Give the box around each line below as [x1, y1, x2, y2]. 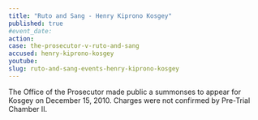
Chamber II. [8, 104, 48, 114]
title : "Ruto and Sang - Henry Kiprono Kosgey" [8, 11, 173, 20]
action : [8, 34, 35, 43]
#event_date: [8, 27, 53, 35]
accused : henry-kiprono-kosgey [8, 49, 114, 58]
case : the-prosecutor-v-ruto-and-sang [8, 42, 140, 50]
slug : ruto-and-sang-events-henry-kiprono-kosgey [8, 65, 180, 73]
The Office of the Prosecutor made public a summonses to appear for [8, 87, 242, 96]
